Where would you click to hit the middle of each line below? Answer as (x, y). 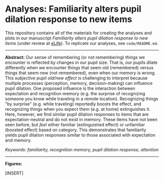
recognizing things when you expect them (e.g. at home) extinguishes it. (78, 109)
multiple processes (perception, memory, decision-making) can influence (79, 83)
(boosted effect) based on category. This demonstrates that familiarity (76, 130)
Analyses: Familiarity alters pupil (73, 9)
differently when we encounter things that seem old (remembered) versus (79, 67)
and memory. (18, 140)
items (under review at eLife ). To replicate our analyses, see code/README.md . (82, 43)
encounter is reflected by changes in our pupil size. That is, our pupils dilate (81, 62)
